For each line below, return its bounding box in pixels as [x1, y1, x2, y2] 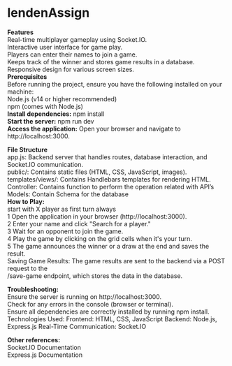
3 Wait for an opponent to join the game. [7, 227, 124, 235]
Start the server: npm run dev [7, 117, 94, 125]
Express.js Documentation [7, 351, 82, 359]
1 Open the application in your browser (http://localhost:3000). [7, 212, 187, 221]
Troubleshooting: [7, 285, 59, 293]
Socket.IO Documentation [7, 343, 82, 351]
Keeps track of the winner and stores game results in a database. [7, 57, 195, 66]
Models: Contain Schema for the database [7, 190, 129, 198]
